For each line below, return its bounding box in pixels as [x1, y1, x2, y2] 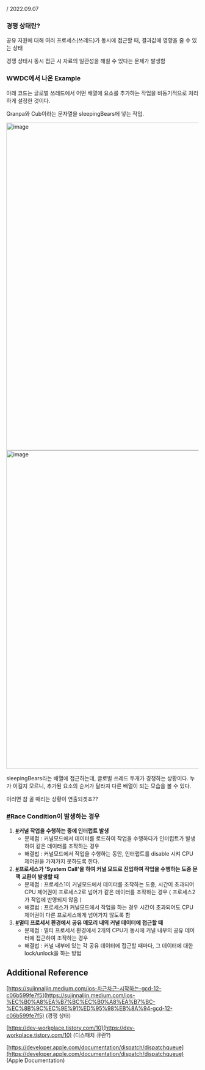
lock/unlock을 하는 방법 [24, 949, 82, 957]
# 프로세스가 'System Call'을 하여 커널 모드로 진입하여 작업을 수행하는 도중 [15, 865, 192, 872]
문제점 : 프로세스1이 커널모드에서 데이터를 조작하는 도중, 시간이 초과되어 [24, 880, 195, 887]
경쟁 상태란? [6, 21, 41, 30]
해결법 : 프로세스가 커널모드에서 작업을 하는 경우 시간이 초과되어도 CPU [24, 903, 194, 911]
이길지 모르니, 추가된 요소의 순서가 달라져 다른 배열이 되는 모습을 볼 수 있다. [12, 782, 192, 789]
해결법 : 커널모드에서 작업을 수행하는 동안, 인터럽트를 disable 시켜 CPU [24, 850, 194, 857]
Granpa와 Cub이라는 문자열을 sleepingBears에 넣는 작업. [6, 110, 145, 117]
